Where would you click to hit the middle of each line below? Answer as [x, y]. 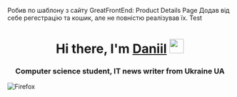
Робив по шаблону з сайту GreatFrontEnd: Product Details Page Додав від [118, 10]
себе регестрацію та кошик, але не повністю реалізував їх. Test [105, 18]
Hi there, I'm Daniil [111, 49]
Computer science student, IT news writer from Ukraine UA [120, 71]
